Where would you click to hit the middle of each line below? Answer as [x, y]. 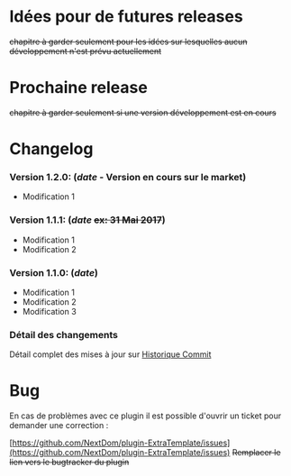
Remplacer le [256, 453]
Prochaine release [79, 88]
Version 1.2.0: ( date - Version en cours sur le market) [128, 177]
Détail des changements [64, 334]
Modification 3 [49, 311]
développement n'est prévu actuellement [86, 50]
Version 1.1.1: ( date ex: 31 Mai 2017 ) [87, 220]
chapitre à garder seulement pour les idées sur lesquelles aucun [128, 41]
